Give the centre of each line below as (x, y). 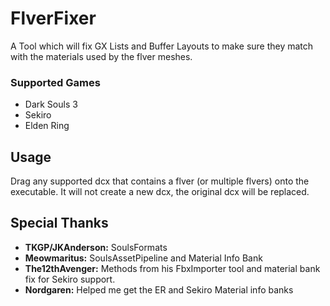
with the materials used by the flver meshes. (101, 56)
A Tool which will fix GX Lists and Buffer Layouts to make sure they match (162, 46)
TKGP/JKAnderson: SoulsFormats (96, 247)
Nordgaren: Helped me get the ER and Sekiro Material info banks (159, 289)
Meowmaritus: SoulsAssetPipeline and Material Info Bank (143, 258)
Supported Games (55, 82)
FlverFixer (53, 18)
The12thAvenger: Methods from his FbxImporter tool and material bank (172, 268)
